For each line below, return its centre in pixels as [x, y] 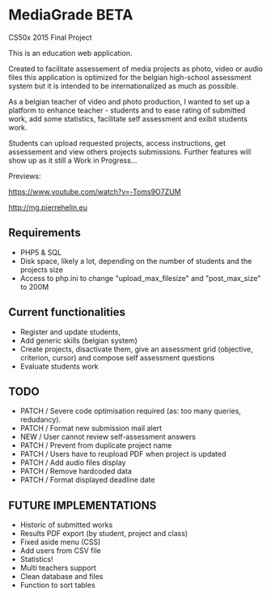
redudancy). [40, 419]
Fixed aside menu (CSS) [60, 542]
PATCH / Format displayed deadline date [87, 480]
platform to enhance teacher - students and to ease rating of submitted [127, 110]
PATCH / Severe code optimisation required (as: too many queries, [130, 411]
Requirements [44, 233]
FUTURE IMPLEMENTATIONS [83, 505]
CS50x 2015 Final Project [50, 37]
